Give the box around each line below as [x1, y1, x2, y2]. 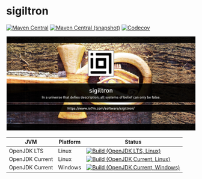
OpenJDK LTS [8, 147, 44, 154]
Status [124, 138, 142, 145]
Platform [58, 138, 81, 145]
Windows [58, 164, 82, 171]
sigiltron [6, 4, 49, 18]
